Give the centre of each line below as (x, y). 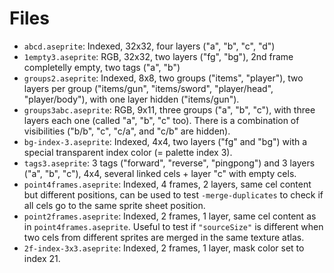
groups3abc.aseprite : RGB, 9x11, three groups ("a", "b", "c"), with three (169, 109)
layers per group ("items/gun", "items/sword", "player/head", (148, 88)
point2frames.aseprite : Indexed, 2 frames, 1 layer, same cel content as (170, 216)
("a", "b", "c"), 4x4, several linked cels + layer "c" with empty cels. (160, 173)
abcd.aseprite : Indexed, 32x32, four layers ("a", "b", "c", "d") (149, 46)
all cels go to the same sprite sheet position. (114, 205)
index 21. (42, 258)
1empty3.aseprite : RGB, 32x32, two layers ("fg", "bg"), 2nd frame (158, 56)
